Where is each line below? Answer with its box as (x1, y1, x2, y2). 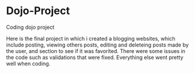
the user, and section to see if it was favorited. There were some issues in (6, 47, 186, 54)
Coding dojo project (6, 24, 55, 31)
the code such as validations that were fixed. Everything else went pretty (6, 54, 184, 61)
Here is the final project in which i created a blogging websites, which (6, 35, 175, 42)
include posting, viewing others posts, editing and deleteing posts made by (6, 41, 189, 48)
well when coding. (6, 60, 51, 67)
